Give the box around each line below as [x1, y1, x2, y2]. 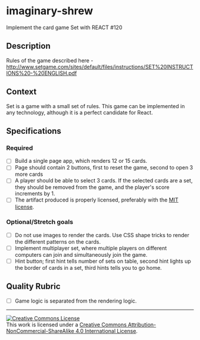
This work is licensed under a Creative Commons [6, 321, 127, 328]
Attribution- [127, 321, 157, 328]
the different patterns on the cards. [14, 238, 101, 245]
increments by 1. [14, 190, 55, 197]
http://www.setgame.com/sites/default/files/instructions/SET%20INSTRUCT [6, 63, 193, 70]
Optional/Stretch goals [6, 218, 73, 226]
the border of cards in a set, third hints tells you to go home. [14, 264, 162, 271]
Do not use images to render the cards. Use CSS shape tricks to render [14, 231, 189, 238]
